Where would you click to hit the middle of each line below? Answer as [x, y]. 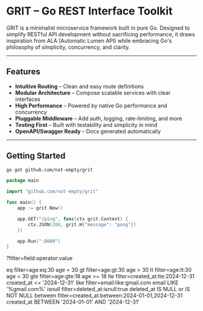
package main [23, 181]
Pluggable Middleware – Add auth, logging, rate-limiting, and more [98, 118]
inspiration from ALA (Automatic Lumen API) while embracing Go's [89, 40]
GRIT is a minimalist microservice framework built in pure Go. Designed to [98, 28]
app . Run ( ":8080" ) [39, 241]
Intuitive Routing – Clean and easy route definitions [79, 86]
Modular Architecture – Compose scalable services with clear [93, 92]
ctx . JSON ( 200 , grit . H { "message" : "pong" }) [82, 225]
